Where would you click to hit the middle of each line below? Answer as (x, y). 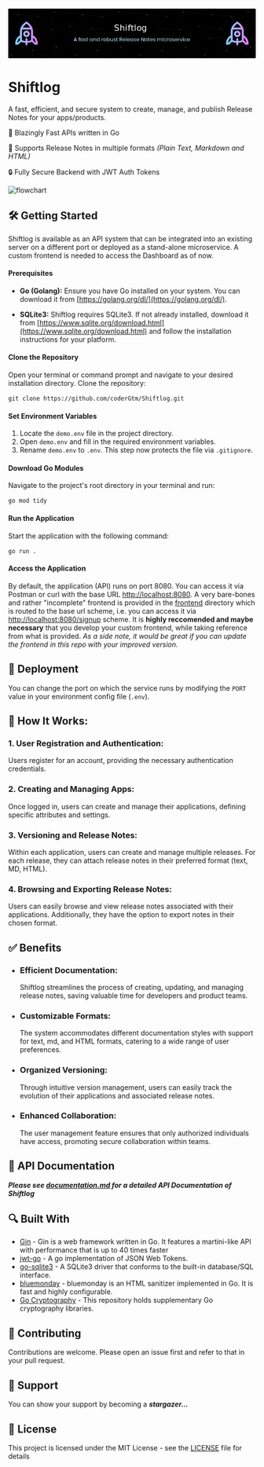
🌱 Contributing (45, 1333)
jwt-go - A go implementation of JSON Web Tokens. (104, 1259)
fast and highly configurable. (66, 1292)
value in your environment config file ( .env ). (79, 696)
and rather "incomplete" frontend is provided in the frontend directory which (132, 603)
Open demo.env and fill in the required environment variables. (117, 442)
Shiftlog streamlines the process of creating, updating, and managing (132, 987)
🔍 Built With (39, 1219)
